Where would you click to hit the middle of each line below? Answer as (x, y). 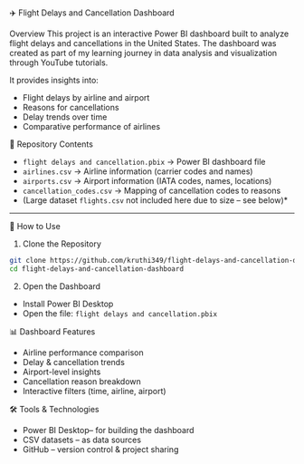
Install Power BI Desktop (68, 304)
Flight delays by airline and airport (86, 97)
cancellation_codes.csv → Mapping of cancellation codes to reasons (152, 190)
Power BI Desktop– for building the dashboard (108, 430)
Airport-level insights (62, 372)
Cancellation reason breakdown (82, 381)
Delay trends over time (65, 117)
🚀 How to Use (35, 226)
